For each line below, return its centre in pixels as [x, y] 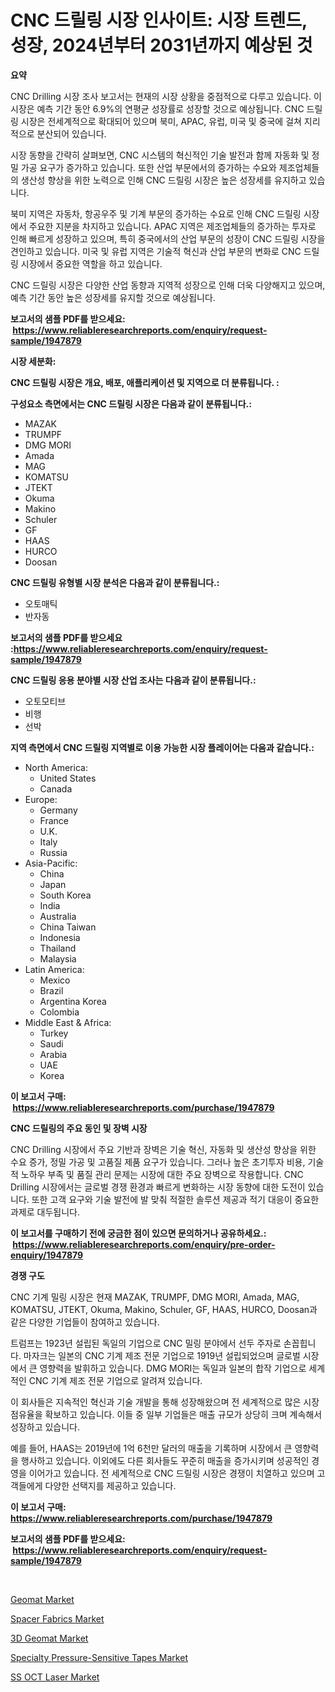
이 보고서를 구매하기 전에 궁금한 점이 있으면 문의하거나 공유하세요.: [138, 1233]
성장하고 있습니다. [45, 1427]
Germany [58, 810]
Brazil [51, 990]
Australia [58, 916]
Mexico [55, 980]
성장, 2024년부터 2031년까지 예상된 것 [161, 45]
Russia [53, 852]
